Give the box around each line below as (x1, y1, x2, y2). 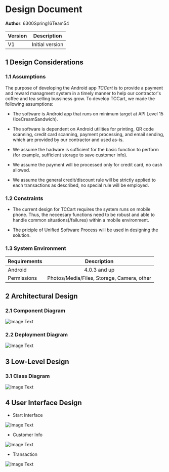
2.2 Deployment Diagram (5, 331, 68, 338)
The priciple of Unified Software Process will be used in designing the (12, 227, 158, 233)
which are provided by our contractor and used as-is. (12, 137, 124, 143)
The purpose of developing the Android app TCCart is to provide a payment (5, 84, 163, 91)
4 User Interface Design (5, 399, 82, 407)
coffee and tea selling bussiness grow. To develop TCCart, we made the (5, 95, 155, 102)
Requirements (8, 258, 43, 265)
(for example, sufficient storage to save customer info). (12, 152, 128, 158)
